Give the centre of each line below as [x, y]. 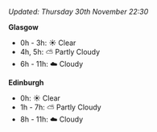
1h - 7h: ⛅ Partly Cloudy [61, 107]
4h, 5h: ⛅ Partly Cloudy [60, 52]
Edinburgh [26, 82]
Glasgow [23, 27]
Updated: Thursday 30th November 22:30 [78, 12]
